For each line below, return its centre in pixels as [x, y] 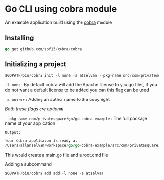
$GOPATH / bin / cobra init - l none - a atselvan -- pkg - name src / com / [73, 76]
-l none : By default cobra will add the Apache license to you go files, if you [81, 85]
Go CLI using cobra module [61, 9]
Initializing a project [36, 64]
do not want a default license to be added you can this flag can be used [77, 90]
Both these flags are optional [34, 109]
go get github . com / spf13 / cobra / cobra [43, 49]
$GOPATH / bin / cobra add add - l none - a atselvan [54, 173]
